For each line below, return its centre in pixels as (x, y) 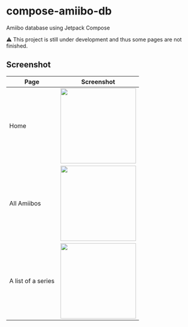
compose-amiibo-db (59, 11)
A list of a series (32, 281)
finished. (17, 46)
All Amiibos (25, 203)
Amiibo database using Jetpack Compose (58, 28)
